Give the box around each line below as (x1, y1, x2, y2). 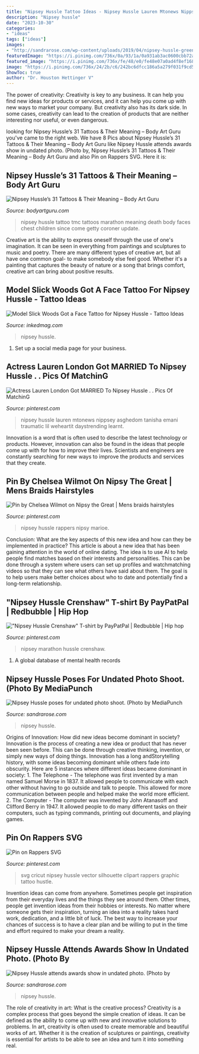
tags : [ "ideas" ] (6, 36, 46, 42)
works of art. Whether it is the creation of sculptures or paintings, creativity (6, 1029, 190, 1036)
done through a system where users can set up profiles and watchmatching (6, 561, 191, 568)
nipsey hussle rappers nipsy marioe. (20, 524, 110, 531)
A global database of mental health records (14, 657, 121, 664)
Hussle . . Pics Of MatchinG (6, 371, 108, 381)
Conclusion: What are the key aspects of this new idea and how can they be (6, 536, 191, 543)
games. (6, 816, 25, 822)
